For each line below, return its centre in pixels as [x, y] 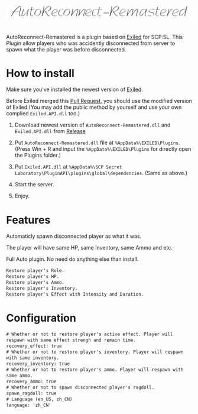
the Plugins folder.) [38, 156]
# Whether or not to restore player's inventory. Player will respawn [95, 352]
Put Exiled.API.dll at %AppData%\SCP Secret [68, 167]
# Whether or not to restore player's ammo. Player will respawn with [95, 370]
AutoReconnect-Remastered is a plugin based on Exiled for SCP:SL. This [95, 37]
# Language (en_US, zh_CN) [39, 400]
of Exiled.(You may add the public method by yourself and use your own [94, 107]
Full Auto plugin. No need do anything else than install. [72, 259]
